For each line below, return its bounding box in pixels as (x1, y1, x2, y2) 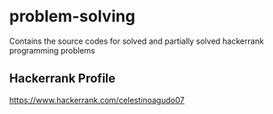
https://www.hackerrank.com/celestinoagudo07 (9, 94, 185, 105)
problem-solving (9, 6, 136, 27)
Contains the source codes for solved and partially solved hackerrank (9, 36, 264, 46)
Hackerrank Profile (9, 71, 116, 86)
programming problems (9, 45, 96, 55)
